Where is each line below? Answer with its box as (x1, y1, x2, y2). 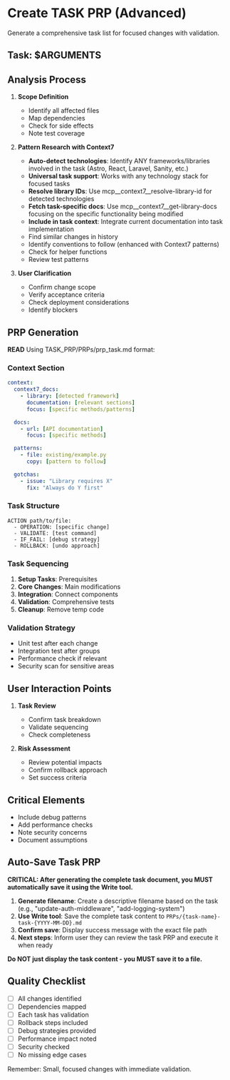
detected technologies (28, 195, 95, 203)
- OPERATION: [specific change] (14, 523, 110, 531)
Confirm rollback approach (28, 765, 108, 775)
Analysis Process (7, 73, 87, 86)
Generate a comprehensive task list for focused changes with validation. (7, 29, 219, 37)
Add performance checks (17, 820, 93, 829)
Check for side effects (28, 121, 94, 130)
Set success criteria (28, 773, 87, 782)
